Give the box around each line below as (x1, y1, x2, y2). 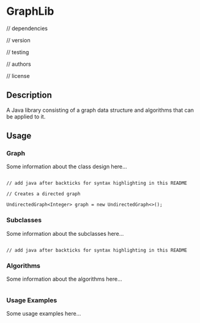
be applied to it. (6, 112, 46, 120)
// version (6, 36, 31, 44)
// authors (6, 60, 32, 68)
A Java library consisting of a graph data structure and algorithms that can (6, 106, 194, 114)
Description (6, 90, 52, 101)
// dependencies (6, 25, 48, 32)
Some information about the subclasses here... (6, 230, 124, 237)
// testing (6, 48, 29, 56)
